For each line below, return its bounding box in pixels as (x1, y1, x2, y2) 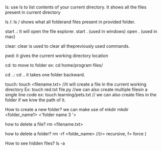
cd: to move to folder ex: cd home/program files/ (5, 62, 103, 68)
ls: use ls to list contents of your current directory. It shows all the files (5, 4, 147, 10)
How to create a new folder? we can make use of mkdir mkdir (5, 107, 129, 112)
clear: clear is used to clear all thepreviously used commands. (5, 43, 130, 49)
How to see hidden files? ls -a (5, 140, 65, 146)
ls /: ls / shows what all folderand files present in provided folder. (5, 19, 136, 25)
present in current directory (5, 9, 61, 15)
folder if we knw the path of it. (5, 97, 66, 103)
